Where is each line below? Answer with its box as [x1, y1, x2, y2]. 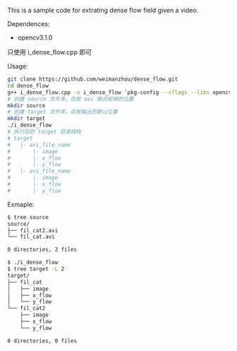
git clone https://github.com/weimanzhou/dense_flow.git [7, 76, 178, 83]
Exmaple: [7, 200, 35, 208]
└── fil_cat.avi [7, 233, 55, 241]
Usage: [7, 62, 28, 70]
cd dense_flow [7, 82, 49, 89]
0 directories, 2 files [7, 246, 78, 254]
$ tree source [7, 213, 49, 221]
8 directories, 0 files [7, 337, 78, 345]
